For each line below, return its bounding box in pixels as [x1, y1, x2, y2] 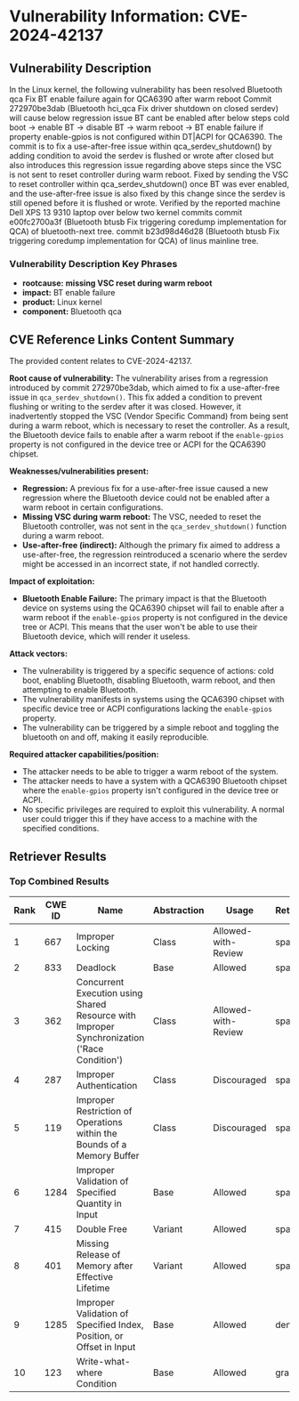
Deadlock [76, 961, 117, 974]
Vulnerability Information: [9, 6, 205, 27]
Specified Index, [76, 1318, 144, 1331]
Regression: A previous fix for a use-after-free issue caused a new [21, 483, 269, 494]
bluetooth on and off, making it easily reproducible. [21, 732, 209, 742]
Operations [76, 1115, 123, 1128]
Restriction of [76, 1105, 133, 1117]
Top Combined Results [9, 875, 109, 887]
